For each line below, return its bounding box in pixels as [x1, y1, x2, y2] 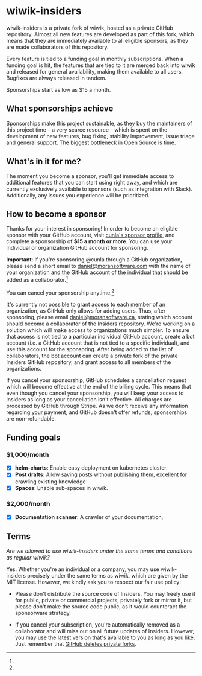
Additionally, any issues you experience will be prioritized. [6, 191, 150, 199]
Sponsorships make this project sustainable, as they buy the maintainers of [6, 120, 192, 127]
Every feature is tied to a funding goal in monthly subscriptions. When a [6, 55, 184, 62]
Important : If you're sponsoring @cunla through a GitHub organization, [6, 256, 182, 263]
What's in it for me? [6, 156, 81, 167]
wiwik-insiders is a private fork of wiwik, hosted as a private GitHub [6, 24, 173, 31]
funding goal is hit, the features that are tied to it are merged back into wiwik [6, 62, 195, 69]
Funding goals [6, 433, 61, 443]
